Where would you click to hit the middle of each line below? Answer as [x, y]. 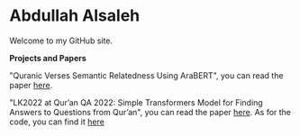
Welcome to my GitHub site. [61, 41]
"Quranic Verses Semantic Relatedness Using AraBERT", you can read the [146, 75]
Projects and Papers [48, 58]
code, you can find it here [57, 122]
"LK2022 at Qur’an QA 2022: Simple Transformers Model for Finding [136, 102]
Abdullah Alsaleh [75, 16]
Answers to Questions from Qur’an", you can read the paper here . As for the [150, 112]
